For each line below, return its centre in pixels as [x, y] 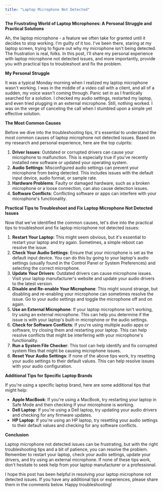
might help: [16, 390]
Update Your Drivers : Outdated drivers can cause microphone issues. [82, 273]
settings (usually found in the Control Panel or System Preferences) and [84, 263]
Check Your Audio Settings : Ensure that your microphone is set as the [83, 253]
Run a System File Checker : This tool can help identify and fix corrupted [85, 345]
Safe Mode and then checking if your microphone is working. [73, 405]
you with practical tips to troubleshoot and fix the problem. [64, 64]
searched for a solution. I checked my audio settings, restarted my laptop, [79, 98]
